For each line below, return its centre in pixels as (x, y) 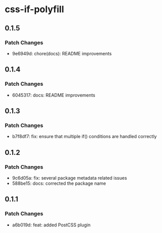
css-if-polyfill (35, 9)
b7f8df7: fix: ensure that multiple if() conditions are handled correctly (84, 137)
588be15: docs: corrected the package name (59, 183)
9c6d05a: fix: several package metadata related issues (70, 178)
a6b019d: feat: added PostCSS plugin (51, 225)
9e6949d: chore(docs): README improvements (62, 53)
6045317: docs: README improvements (54, 95)
